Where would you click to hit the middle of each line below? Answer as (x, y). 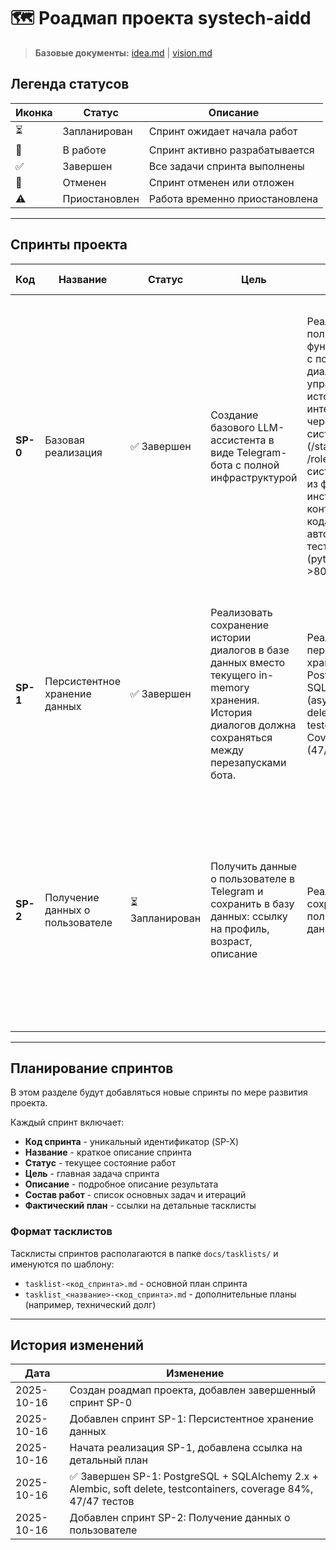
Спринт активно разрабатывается (231, 150)
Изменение (195, 1373)
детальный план (109, 1460)
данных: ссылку (249, 916)
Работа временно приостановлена (233, 198)
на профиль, (240, 928)
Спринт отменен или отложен (221, 182)
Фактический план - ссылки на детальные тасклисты (140, 1206)
